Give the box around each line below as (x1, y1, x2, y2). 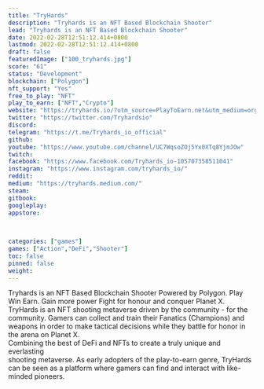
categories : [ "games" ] (8, 237, 82, 246)
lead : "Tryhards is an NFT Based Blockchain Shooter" (8, 26, 189, 34)
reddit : (8, 172, 34, 181)
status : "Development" (8, 70, 82, 78)
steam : (8, 186, 30, 195)
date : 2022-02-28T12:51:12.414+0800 (8, 33, 128, 42)
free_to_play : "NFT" (8, 92, 76, 100)
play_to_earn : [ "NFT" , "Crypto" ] (8, 99, 114, 107)
